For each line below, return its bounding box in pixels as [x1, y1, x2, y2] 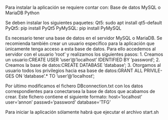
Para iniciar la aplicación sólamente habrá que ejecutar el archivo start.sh [5, 109, 159, 115]
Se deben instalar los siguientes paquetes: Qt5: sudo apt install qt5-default [5, 20, 162, 26]
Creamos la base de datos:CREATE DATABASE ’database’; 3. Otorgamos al [5, 62, 161, 68]
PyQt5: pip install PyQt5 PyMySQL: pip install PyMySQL [5, 25, 122, 31]
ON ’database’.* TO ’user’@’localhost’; [15, 73, 95, 79]
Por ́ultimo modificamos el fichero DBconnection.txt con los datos [5, 83, 144, 89]
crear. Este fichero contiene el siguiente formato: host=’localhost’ [5, 94, 143, 100]
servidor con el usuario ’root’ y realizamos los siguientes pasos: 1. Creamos [5, 51, 163, 57]
